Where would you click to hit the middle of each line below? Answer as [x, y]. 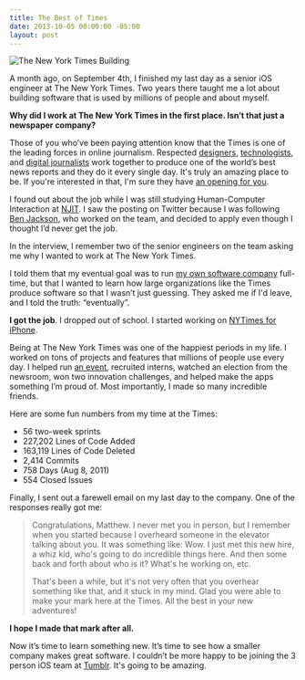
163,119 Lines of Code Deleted [79, 451]
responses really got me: [56, 507]
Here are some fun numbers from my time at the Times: [114, 414]
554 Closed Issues [57, 480]
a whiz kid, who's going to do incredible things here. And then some [159, 554]
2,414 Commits [51, 461]
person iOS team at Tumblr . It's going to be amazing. [108, 665]
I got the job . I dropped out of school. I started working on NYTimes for [143, 320]
